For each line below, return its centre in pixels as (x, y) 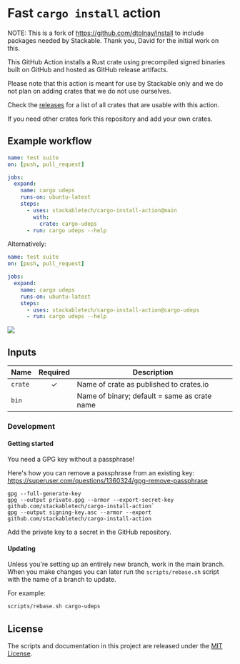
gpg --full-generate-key (44, 494)
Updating (21, 548)
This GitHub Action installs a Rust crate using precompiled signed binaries (116, 61)
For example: (27, 593)
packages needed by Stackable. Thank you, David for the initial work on (113, 40)
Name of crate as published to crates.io (143, 385)
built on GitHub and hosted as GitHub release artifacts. (88, 69)
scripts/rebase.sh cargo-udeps (54, 606)
